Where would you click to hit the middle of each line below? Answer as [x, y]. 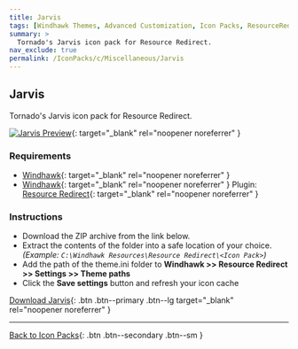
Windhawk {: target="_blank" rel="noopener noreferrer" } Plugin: [139, 185]
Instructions [36, 217]
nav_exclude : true [43, 50]
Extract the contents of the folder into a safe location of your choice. [147, 245]
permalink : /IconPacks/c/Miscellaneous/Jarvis [97, 58]
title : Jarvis [35, 17]
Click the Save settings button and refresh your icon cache [130, 283]
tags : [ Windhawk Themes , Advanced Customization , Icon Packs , [126, 26]
